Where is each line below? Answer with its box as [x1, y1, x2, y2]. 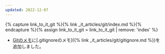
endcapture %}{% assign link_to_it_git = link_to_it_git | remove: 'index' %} [5, 26, 158, 33]
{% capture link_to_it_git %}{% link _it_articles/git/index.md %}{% [5, 21, 142, 27]
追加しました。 [12, 43, 44, 49]
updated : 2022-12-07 [5, 7, 49, 13]
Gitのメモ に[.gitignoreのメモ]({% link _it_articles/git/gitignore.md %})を [12, 37, 160, 43]
